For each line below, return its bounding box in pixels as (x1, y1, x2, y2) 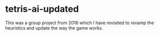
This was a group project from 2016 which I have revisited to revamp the (5, 20, 154, 26)
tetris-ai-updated (5, 3, 79, 15)
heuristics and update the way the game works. (5, 25, 103, 31)
